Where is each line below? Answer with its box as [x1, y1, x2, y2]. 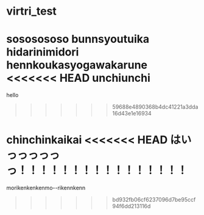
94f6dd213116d [112, 203, 151, 210]
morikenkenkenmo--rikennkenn [6, 184, 86, 192]
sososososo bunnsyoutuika [6, 32, 150, 46]
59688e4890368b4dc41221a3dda [112, 103, 199, 111]
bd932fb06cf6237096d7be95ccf [112, 196, 196, 203]
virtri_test [6, 4, 57, 18]
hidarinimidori [6, 45, 79, 59]
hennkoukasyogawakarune [6, 58, 148, 72]
